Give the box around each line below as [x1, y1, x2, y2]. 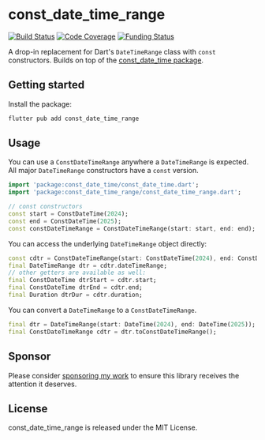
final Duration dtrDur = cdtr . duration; [8, 291, 144, 299]
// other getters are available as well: [8, 269, 147, 277]
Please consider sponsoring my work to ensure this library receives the [8, 370, 240, 380]
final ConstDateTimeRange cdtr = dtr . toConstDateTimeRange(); [8, 328, 217, 336]
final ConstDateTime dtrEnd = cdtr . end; [8, 284, 144, 291]
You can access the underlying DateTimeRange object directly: [8, 239, 207, 248]
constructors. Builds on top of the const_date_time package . [8, 55, 203, 65]
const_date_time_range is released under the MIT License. [8, 423, 198, 432]
